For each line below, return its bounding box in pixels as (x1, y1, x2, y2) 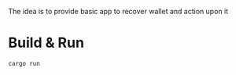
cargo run (8, 59, 41, 67)
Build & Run (8, 34, 85, 52)
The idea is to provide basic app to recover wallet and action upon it (8, 7, 229, 16)
